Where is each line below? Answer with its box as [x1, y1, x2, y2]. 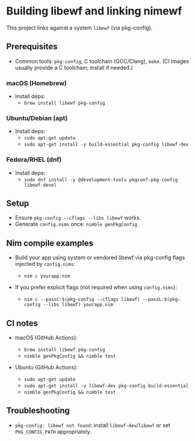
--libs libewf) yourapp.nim [43, 302, 113, 308]
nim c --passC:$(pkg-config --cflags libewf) [23, 297, 140, 303]
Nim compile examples [6, 238, 94, 248]
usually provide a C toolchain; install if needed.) [14, 64, 134, 71]
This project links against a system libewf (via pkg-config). [6, 24, 153, 31]
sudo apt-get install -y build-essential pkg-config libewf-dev [23, 141, 189, 148]
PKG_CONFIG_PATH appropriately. [14, 428, 92, 435]
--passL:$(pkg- [142, 297, 181, 303]
